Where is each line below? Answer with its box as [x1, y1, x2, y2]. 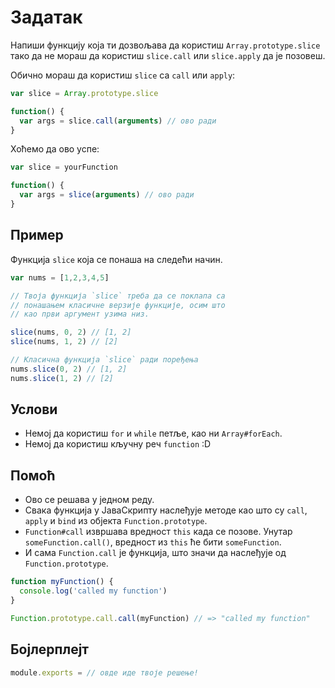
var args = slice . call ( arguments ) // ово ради [19, 116, 217, 126]
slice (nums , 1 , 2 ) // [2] [10, 337, 118, 347]
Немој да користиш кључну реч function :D [24, 438, 212, 450]
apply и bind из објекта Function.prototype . [24, 515, 208, 527]
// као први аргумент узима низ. [10, 309, 150, 320]
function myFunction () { [10, 577, 114, 587]
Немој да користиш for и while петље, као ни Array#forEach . [24, 427, 283, 440]
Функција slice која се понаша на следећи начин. [10, 253, 223, 265]
